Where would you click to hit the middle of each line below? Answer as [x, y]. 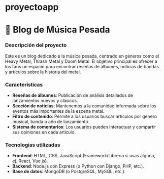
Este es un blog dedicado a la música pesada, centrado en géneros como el [82, 56]
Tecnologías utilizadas [33, 145]
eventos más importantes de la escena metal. [58, 111]
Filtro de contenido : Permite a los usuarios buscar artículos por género [84, 116]
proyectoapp [32, 7]
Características [24, 85]
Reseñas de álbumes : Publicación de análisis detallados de [73, 95]
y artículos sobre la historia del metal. [43, 72]
